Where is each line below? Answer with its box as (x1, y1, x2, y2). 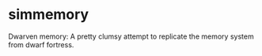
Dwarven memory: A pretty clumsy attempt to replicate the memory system (8, 32, 255, 41)
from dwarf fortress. (8, 39, 74, 49)
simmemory (8, 6, 89, 24)
